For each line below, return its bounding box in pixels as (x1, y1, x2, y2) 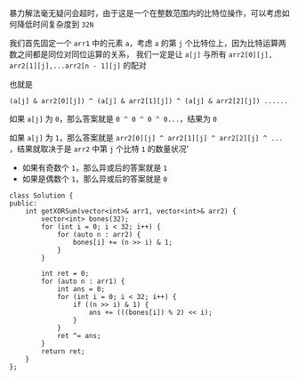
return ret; (41, 347, 86, 356)
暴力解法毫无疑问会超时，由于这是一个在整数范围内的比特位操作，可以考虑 (9, 8, 282, 18)
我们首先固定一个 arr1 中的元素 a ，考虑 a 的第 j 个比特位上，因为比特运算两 (9, 38, 286, 48)
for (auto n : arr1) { (41, 277, 125, 286)
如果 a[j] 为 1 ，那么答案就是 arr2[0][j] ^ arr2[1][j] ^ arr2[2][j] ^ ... (9, 133, 284, 142)
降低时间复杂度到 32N (16, 19, 94, 29)
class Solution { (9, 191, 74, 200)
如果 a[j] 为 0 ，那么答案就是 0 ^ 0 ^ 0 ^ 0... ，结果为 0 (9, 114, 218, 124)
